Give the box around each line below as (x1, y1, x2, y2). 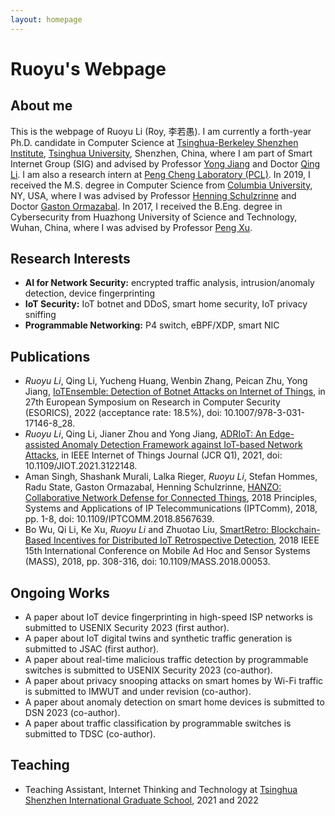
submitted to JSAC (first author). (24, 643, 160, 655)
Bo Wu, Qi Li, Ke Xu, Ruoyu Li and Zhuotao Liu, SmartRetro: (24, 524, 270, 536)
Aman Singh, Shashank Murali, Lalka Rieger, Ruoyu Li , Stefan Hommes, (24, 471, 318, 483)
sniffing (24, 309, 57, 321)
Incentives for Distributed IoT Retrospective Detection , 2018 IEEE (53, 534, 320, 546)
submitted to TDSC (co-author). (24, 728, 157, 740)
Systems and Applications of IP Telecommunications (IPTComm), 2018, (24, 502, 318, 515)
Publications (10, 348, 91, 365)
